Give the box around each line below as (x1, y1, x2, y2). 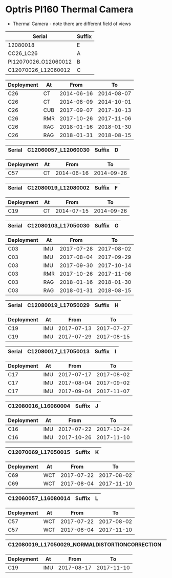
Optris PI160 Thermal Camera (5, 4, 134, 15)
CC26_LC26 (8, 50, 38, 57)
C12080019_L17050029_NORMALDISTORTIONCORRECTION (8, 541, 162, 548)
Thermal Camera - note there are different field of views (12, 21, 132, 27)
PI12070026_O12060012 (8, 58, 72, 65)
